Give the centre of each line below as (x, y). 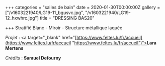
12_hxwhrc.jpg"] (22, 18)
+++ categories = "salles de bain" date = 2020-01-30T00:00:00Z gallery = (83, 7)
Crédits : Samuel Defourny (33, 58)
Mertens (14, 48)
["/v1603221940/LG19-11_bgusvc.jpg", (45, 13)
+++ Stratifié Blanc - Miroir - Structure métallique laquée (64, 28)
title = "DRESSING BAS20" (67, 18)
